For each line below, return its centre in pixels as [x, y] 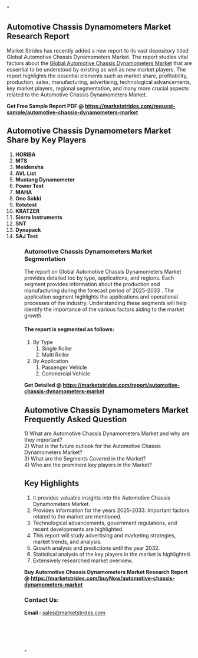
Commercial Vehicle [66, 374]
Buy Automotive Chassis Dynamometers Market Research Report [106, 572]
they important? [43, 439]
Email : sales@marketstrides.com [65, 613]
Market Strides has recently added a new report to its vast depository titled [98, 50]
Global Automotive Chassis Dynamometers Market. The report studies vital [98, 57]
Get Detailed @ [43, 385]
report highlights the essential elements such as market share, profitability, [97, 76]
